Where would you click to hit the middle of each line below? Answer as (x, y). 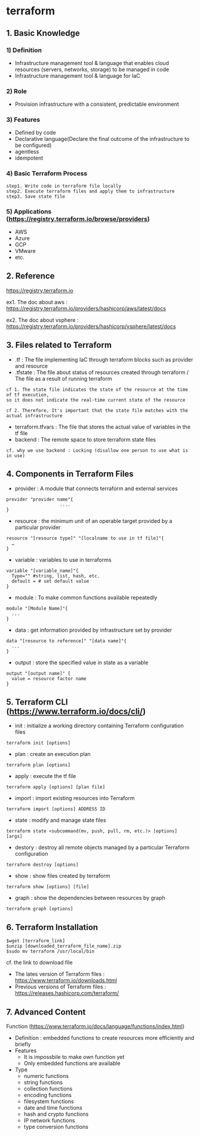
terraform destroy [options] (42, 865)
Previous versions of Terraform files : (60, 987)
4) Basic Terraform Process (47, 173)
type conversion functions (56, 1126)
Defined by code (35, 133)
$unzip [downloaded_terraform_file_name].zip (64, 946)
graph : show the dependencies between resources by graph (90, 898)
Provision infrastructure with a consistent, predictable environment (97, 104)
